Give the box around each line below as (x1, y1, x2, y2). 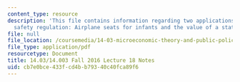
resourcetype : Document (7, 51, 79, 58)
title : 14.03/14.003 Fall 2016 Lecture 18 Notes (7, 57, 155, 64)
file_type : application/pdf (7, 43, 91, 51)
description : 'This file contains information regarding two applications (7, 17, 235, 24)
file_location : (7, 37, 53, 44)
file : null (7, 30, 40, 38)
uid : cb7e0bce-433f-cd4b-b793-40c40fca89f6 (7, 63, 139, 71)
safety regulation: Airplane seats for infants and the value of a (14, 24, 219, 31)
